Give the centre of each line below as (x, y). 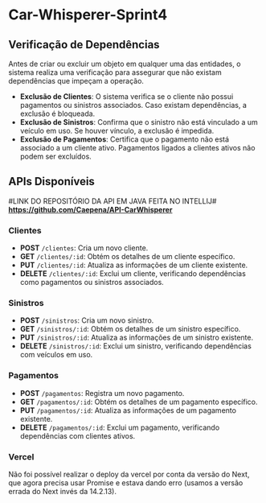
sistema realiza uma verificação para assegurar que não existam (115, 72)
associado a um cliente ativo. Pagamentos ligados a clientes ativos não (137, 148)
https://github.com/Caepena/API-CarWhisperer (90, 209)
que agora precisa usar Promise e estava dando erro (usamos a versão (126, 483)
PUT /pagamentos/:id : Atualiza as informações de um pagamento (128, 410)
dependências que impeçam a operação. (76, 81)
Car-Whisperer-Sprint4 (88, 15)
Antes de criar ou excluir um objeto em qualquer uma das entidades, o (125, 64)
